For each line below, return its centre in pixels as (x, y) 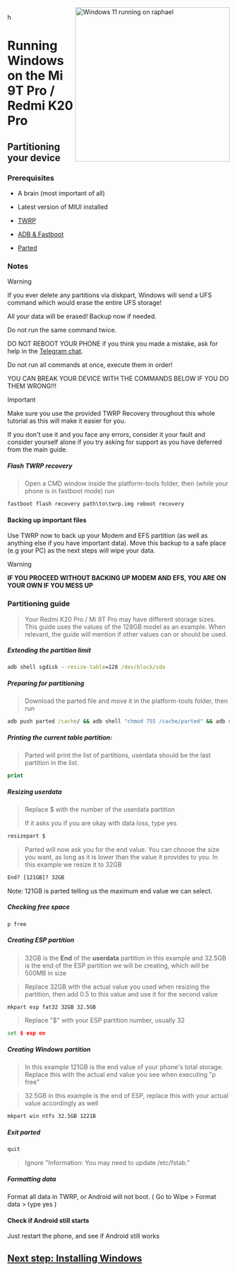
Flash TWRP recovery (40, 466)
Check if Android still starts (48, 1220)
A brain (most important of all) (61, 193)
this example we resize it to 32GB (73, 865)
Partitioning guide (39, 604)
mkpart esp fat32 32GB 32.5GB (52, 1007)
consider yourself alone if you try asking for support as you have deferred (115, 442)
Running (32, 46)
